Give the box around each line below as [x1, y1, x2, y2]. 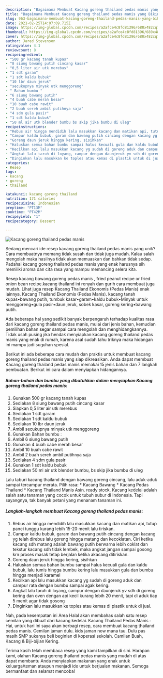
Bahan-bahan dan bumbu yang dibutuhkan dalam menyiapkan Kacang [5, 378, 153, 384]
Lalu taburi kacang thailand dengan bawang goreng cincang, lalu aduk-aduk [5, 476, 158, 483]
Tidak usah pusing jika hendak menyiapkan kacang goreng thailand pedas [5, 331, 153, 337]
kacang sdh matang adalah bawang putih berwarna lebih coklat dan [12, 541, 148, 547]
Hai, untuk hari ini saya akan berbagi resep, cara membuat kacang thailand [5, 623, 155, 629]
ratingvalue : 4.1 [5, 43, 41, 48]
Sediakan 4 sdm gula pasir [12, 457, 66, 463]
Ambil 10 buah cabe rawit [12, 447, 63, 452]
